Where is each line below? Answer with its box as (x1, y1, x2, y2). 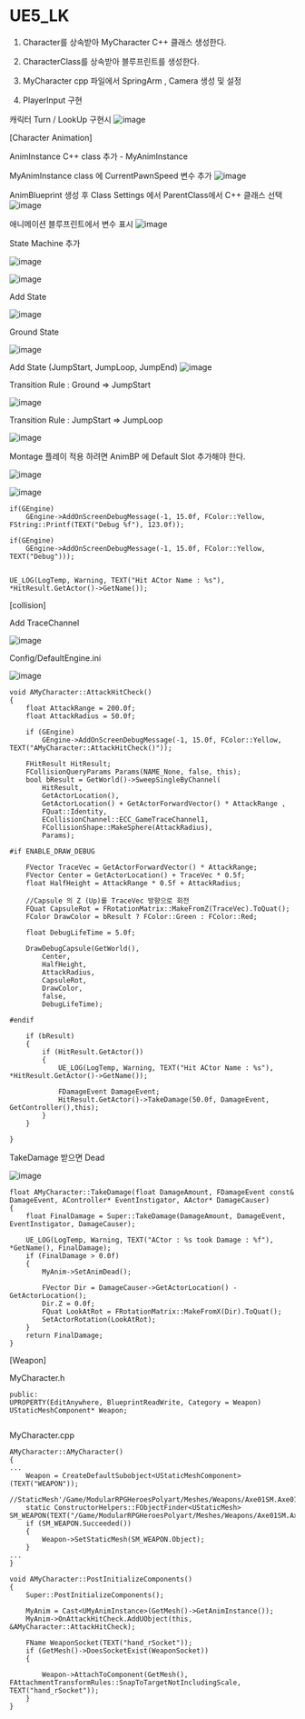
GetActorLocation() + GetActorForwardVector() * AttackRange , (42, 799, 286, 808)
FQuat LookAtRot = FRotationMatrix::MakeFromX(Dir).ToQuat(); (42, 1306, 282, 1316)
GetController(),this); (9, 1103, 100, 1112)
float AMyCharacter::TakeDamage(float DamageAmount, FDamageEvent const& (9, 1187, 295, 1196)
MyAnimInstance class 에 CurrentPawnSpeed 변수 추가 (9, 170, 212, 181)
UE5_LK (9, 5, 70, 26)
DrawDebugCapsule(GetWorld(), (25, 944, 141, 953)
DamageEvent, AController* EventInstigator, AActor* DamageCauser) (9, 1195, 271, 1204)
